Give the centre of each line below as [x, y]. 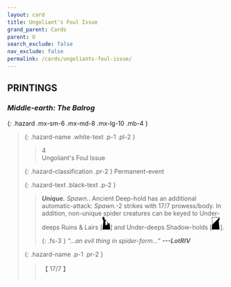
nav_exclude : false [35, 52]
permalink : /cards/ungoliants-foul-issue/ [70, 59]
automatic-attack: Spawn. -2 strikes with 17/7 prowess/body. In [131, 205]
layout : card [26, 15]
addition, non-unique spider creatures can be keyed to [120, 213]
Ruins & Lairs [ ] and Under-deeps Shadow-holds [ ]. [143, 227]
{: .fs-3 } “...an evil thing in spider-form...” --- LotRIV [116, 240]
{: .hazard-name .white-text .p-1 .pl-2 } [80, 137]
